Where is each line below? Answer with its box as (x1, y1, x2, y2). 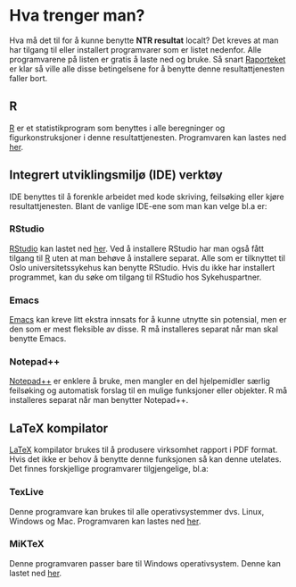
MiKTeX (9, 538, 45, 550)
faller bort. (9, 72, 48, 83)
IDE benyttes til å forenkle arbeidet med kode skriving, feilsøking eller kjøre (9, 191, 284, 202)
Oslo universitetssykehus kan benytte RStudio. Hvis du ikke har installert (9, 262, 275, 273)
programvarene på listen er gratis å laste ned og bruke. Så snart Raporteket (9, 54, 286, 64)
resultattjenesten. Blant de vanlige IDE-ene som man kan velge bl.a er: (9, 200, 267, 211)
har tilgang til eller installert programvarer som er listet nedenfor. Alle (9, 44, 262, 55)
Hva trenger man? (9, 5, 145, 26)
